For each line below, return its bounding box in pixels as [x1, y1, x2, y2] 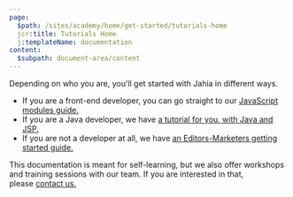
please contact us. [9, 178, 77, 188]
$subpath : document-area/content [17, 54, 141, 63]
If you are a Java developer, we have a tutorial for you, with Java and [21, 114, 274, 125]
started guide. [21, 142, 73, 153]
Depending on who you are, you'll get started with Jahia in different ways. [9, 79, 279, 88]
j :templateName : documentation [17, 37, 133, 47]
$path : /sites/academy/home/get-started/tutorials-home [17, 21, 227, 30]
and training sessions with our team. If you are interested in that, [9, 169, 244, 179]
